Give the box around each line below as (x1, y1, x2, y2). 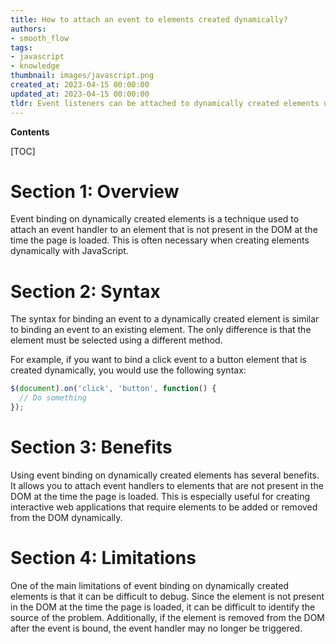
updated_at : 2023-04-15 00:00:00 (10, 89, 150, 99)
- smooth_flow (10, 33, 70, 43)
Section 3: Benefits (10, 436, 173, 459)
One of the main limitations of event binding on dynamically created (10, 579, 290, 591)
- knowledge (10, 61, 60, 71)
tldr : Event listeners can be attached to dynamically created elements (10, 98, 320, 108)
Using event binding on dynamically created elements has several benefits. (10, 469, 320, 481)
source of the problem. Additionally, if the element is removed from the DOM (10, 611, 325, 623)
